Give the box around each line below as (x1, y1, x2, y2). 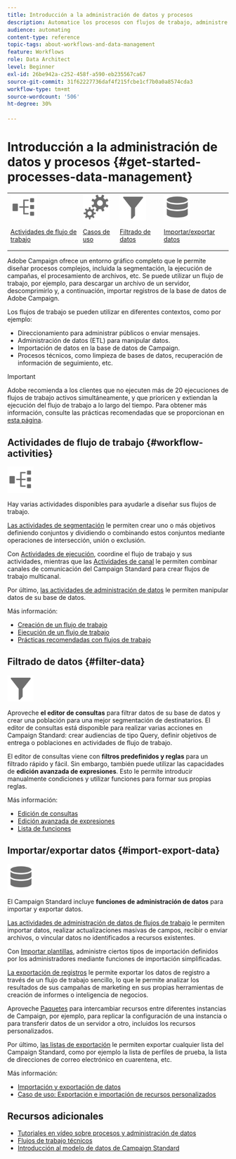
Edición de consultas (17, 809, 79, 817)
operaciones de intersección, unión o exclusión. (7, 536, 146, 544)
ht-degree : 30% (7, 101, 52, 108)
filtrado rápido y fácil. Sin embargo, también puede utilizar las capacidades (7, 759, 225, 768)
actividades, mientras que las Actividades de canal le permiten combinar (7, 557, 218, 565)
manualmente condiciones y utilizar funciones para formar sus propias (7, 775, 212, 783)
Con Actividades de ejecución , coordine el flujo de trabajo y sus (7, 550, 192, 558)
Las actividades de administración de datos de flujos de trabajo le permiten (7, 918, 225, 927)
